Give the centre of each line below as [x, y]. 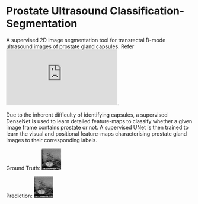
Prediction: [19, 196]
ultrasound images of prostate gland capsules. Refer [70, 46]
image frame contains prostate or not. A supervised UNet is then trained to [97, 127]
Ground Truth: [23, 168]
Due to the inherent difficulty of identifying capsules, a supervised [87, 115]
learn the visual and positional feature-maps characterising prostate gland [97, 134]
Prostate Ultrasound [57, 11]
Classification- [147, 11]
